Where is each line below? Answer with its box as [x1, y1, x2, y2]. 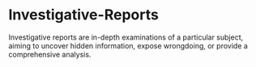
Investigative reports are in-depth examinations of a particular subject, [8, 32, 244, 42]
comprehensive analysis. [8, 49, 92, 59]
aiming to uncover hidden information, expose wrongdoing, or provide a [8, 40, 249, 50]
